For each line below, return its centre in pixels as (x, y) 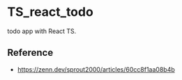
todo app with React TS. (42, 31)
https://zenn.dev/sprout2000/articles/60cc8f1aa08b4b (96, 69)
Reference (30, 53)
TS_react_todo (51, 12)
